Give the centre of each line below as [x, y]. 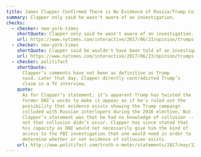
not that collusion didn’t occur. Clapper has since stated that [105, 123]
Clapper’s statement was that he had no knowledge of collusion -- [108, 117]
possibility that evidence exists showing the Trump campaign [101, 106]
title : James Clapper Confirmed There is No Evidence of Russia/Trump [96, 12]
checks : [16, 23]
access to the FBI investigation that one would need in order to [106, 134]
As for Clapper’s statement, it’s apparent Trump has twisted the [106, 95]
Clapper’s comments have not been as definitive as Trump [96, 73]
